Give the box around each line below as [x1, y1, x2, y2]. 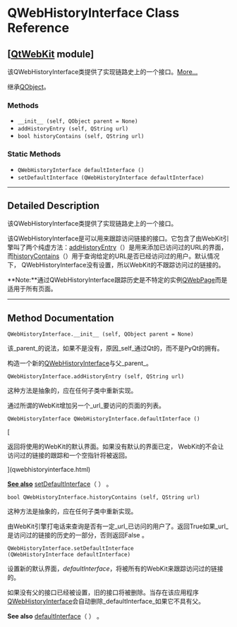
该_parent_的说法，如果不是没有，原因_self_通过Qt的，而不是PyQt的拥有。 [7, 344, 224, 353]
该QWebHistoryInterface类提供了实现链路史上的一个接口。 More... [7, 68, 198, 75]
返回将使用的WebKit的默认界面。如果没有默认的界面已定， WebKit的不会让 [7, 442, 224, 451]
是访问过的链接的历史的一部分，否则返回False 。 [7, 531, 148, 540]
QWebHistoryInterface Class [7, 5, 180, 21]
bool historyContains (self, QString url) [17, 133, 145, 140]
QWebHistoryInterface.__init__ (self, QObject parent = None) [7, 331, 194, 338]
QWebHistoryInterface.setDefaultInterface [7, 545, 134, 552]
